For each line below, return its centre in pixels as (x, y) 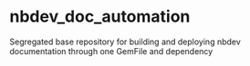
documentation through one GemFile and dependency (111, 51)
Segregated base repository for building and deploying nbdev (125, 42)
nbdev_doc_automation (100, 17)
